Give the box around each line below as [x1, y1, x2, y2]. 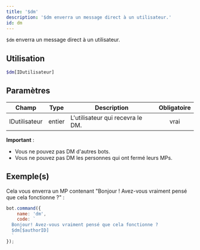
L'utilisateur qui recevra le [70, 113, 143, 122]
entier [48, 117, 65, 125]
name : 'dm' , [17, 211, 46, 217]
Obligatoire [158, 103, 191, 112]
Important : [6, 136, 35, 143]
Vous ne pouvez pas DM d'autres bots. [14, 147, 111, 155]
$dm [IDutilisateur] [6, 69, 55, 75]
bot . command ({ [6, 205, 42, 211]
